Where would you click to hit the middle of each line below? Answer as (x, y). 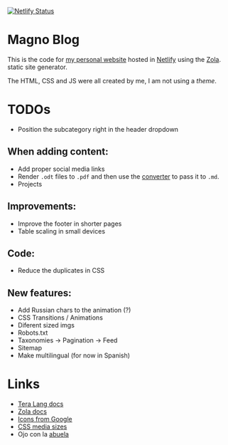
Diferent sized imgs (46, 325)
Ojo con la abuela (43, 434)
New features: (39, 293)
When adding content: (58, 152)
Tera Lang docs (40, 404)
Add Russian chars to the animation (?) (74, 310)
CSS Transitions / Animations (60, 318)
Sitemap (30, 348)
